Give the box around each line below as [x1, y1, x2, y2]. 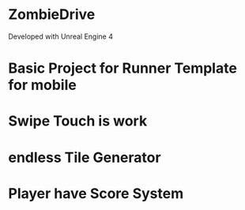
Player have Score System [8, 184, 184, 202]
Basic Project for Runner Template [8, 59, 237, 77]
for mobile [8, 77, 77, 94]
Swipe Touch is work [8, 112, 148, 130]
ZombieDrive [8, 6, 96, 24]
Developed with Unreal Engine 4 [8, 32, 113, 41]
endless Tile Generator [8, 148, 161, 167]
